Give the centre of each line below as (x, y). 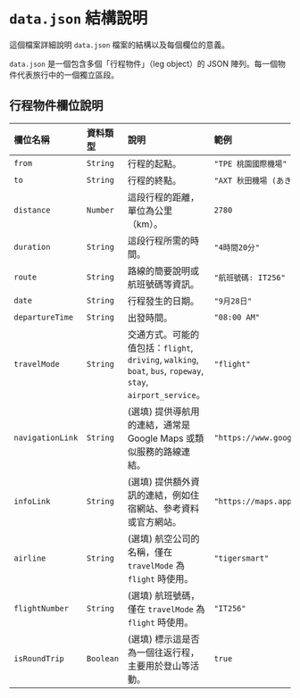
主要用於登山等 (158, 666)
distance (32, 210)
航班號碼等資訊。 (163, 284)
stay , (138, 382)
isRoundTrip (39, 658)
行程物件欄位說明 (56, 106)
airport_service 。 (166, 395)
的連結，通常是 (158, 425)
